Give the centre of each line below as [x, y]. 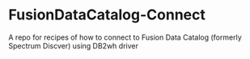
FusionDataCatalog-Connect [107, 15]
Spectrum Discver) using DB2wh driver [74, 45]
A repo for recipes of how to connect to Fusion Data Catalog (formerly [125, 37]
